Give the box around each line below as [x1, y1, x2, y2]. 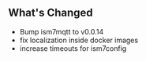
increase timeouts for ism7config [19, 43, 127, 53]
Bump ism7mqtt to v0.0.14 [19, 27, 104, 36]
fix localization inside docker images [19, 35, 139, 45]
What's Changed [8, 6, 93, 20]
